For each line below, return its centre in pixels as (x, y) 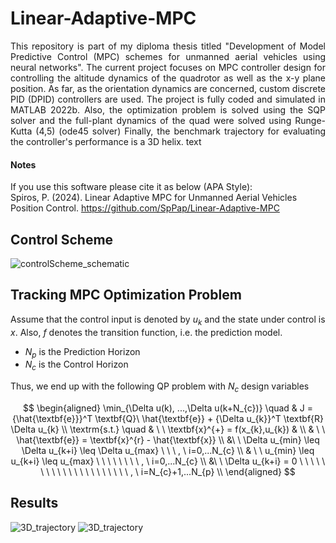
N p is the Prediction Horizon (82, 352)
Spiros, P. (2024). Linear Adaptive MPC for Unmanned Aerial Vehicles (154, 198)
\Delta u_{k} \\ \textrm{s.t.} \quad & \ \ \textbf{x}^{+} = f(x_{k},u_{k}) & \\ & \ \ (168, 429)
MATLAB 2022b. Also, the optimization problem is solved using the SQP (168, 109)
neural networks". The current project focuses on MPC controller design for (168, 67)
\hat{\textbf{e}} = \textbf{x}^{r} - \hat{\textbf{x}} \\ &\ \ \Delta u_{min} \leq (168, 439)
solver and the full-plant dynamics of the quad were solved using (151, 120)
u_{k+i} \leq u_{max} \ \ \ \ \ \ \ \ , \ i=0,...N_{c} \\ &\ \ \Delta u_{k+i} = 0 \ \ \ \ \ (168, 461)
